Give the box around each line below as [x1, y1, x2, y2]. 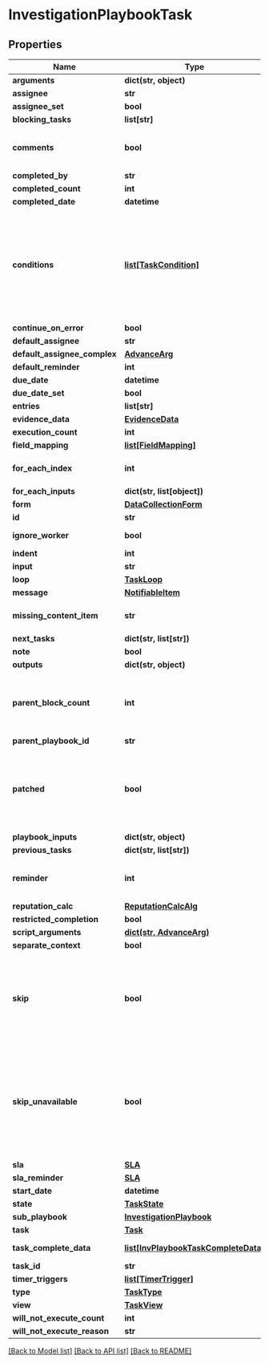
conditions [12, 259, 54, 270]
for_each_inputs [12, 486, 76, 496]
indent [12, 548, 38, 559]
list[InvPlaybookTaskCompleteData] [124, 1243, 265, 1253]
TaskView [124, 1300, 163, 1310]
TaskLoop [124, 574, 163, 584]
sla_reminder [12, 1172, 64, 1183]
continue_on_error [12, 322, 84, 334]
